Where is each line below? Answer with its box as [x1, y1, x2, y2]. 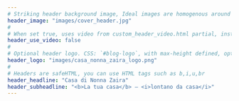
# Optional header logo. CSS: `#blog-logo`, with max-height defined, [7, 51, 221, 58]
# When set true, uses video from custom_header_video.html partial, [7, 30, 218, 38]
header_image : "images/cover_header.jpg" [7, 17, 132, 24]
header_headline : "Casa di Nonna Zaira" [7, 76, 129, 84]
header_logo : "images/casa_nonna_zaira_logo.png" [7, 57, 158, 64]
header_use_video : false [7, 37, 81, 44]
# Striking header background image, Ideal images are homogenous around [7, 10, 231, 18]
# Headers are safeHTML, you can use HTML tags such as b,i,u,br [7, 70, 205, 77]
